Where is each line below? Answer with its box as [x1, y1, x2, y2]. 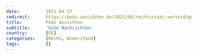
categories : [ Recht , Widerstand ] [6, 36, 96, 41]
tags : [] [6, 41, 51, 47]
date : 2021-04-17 [6, 8, 72, 15]
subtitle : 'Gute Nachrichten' [6, 24, 94, 31]
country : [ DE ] [6, 30, 57, 36]
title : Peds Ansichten [6, 19, 83, 25]
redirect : [6, 14, 31, 20]
